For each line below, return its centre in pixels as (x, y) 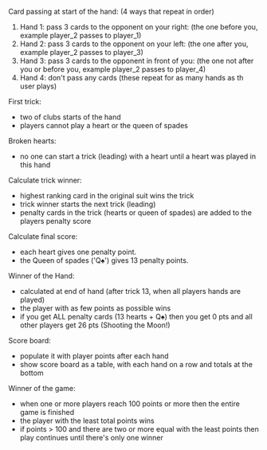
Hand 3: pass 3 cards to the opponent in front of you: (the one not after (137, 61)
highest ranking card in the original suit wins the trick (107, 196)
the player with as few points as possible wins (95, 308)
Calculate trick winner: (45, 180)
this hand (35, 165)
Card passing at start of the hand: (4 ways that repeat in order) (112, 12)
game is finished (47, 412)
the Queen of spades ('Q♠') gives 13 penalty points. (104, 260)
